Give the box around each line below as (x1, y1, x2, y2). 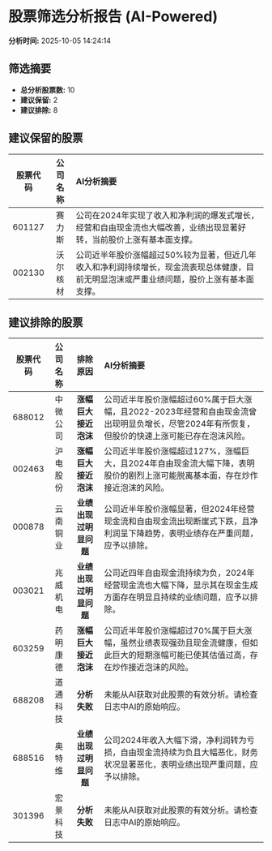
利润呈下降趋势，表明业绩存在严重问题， (104, 528, 259, 539)
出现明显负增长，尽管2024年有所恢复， (104, 419, 255, 430)
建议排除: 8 (19, 105, 58, 114)
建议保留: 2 (19, 95, 58, 105)
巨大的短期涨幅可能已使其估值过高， (112, 650, 251, 661)
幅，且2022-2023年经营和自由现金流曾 (104, 406, 257, 418)
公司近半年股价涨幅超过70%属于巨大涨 (104, 625, 253, 637)
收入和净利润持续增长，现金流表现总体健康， (75, 261, 247, 273)
